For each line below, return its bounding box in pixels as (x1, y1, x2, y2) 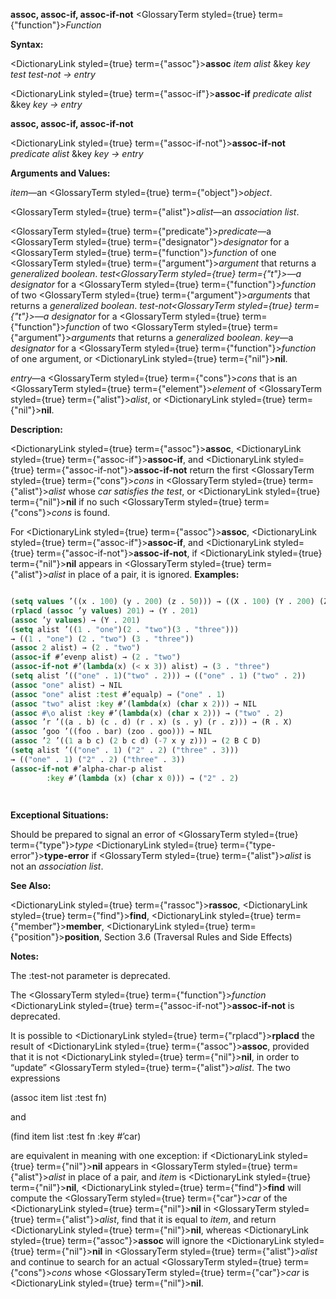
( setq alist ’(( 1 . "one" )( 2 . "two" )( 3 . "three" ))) (10, 624, 240, 634)
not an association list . (10, 860, 104, 872)
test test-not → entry (10, 69, 96, 80)
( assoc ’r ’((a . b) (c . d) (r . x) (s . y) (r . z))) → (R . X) (10, 717, 293, 728)
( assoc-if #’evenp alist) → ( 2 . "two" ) (10, 652, 182, 663)
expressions (10, 1072, 61, 1084)
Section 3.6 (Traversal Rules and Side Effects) (103, 930, 293, 943)
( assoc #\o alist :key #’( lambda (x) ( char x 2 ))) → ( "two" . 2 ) (10, 708, 284, 718)
